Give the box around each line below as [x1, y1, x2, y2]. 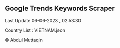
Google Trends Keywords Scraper [5, 4, 115, 13]
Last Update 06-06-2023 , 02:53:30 [5, 17, 82, 23]
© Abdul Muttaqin [5, 37, 43, 43]
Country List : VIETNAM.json [5, 27, 65, 33]
